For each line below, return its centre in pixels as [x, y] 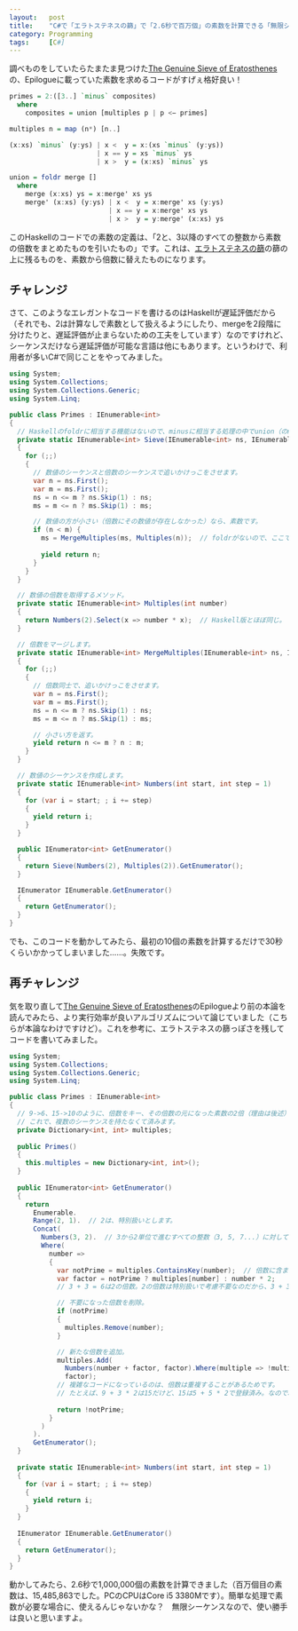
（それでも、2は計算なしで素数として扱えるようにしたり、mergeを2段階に [145, 324]
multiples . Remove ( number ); [115, 1327]
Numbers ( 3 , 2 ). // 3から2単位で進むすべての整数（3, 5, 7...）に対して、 [168, 1238]
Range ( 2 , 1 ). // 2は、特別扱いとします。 [105, 1221]
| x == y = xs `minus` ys [144, 153]
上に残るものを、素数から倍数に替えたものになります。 [110, 259]
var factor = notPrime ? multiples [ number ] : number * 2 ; [166, 1279]
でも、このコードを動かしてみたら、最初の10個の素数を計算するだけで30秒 [146, 941]
